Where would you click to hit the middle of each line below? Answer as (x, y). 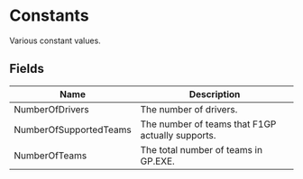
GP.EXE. (158, 161)
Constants (49, 16)
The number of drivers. (189, 109)
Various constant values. (55, 40)
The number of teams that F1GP (208, 124)
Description (215, 94)
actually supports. (178, 135)
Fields (27, 69)
